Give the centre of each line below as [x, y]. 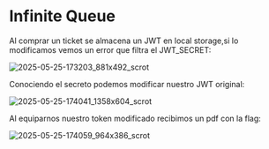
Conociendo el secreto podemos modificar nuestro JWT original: [127, 84]
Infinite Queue [63, 16]
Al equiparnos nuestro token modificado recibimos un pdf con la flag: [135, 118]
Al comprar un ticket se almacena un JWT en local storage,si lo [124, 41]
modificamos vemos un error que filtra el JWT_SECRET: [110, 49]
